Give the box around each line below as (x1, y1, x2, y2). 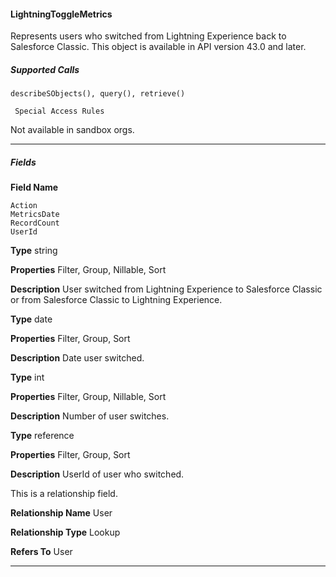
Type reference (10, 430, 75, 442)
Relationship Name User (10, 507, 113, 519)
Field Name (10, 181, 59, 194)
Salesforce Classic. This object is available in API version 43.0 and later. (10, 41, 307, 53)
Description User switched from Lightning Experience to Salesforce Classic (10, 283, 323, 295)
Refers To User (10, 546, 73, 558)
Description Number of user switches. (10, 410, 170, 422)
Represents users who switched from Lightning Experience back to (10, 30, 287, 42)
